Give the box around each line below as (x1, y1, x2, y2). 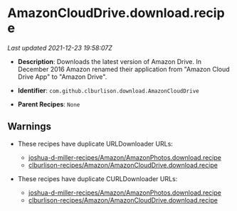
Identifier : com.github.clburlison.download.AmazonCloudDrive (17, 86, 199, 94)
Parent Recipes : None (17, 99, 80, 108)
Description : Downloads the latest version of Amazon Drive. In (17, 57, 201, 65)
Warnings (7, 121, 52, 133)
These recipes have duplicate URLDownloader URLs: (17, 139, 173, 148)
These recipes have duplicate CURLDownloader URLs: (17, 174, 178, 183)
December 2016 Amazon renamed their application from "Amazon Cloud (17, 65, 230, 73)
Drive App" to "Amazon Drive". (17, 72, 107, 81)
